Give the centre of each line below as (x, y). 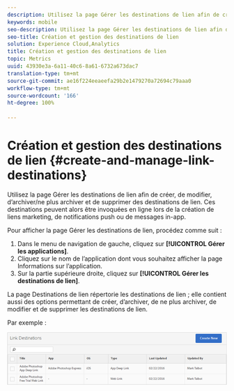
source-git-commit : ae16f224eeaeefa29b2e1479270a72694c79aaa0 (99, 81)
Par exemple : (27, 322)
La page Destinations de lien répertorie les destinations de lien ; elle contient (117, 294)
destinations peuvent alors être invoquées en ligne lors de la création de (111, 209)
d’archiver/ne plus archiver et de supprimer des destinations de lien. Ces (111, 201)
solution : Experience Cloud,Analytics (63, 44)
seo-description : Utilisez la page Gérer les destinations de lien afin (115, 29)
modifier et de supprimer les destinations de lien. (78, 309)
